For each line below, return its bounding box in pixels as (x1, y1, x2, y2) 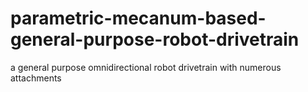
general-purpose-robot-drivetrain (10, 28, 300, 51)
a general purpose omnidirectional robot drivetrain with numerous (10, 61, 282, 73)
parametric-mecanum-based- (10, 7, 267, 30)
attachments (10, 72, 62, 84)
